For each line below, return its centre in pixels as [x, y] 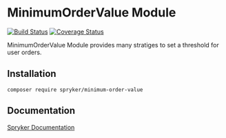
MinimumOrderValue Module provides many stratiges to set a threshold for [113, 45]
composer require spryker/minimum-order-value [75, 90]
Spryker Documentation [41, 127]
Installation [32, 74]
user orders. [24, 52]
